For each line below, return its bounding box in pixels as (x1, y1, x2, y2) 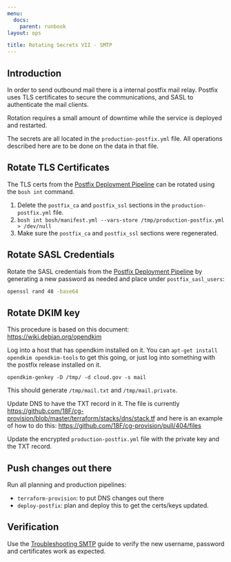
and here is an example (156, 414, 223, 423)
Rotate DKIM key (7, 307, 81, 318)
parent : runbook (19, 23, 67, 30)
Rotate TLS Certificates (7, 162, 110, 173)
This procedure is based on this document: (7, 325, 130, 333)
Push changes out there (7, 462, 112, 474)
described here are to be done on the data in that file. (7, 142, 159, 150)
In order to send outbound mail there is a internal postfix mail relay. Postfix (7, 86, 219, 94)
